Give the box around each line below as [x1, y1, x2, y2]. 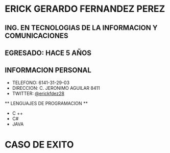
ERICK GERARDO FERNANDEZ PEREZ [5, 3, 165, 15]
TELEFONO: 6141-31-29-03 [12, 80, 70, 86]
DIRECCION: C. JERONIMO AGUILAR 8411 [12, 85, 100, 91]
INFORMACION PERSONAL [5, 66, 91, 74]
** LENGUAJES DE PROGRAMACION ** [5, 100, 88, 106]
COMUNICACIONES [5, 31, 68, 40]
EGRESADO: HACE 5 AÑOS [5, 48, 91, 57]
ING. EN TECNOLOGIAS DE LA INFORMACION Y [5, 23, 158, 32]
